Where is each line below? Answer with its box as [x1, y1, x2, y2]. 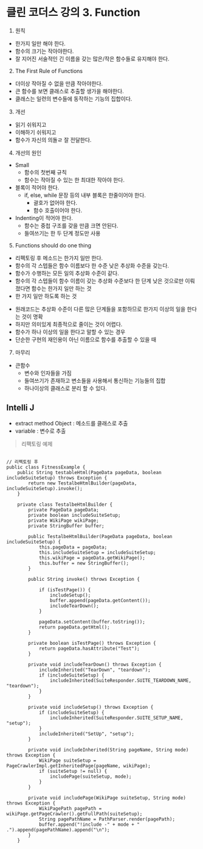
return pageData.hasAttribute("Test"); [38, 645, 140, 652]
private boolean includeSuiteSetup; [28, 512, 121, 518]
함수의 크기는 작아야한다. [15, 47, 74, 55]
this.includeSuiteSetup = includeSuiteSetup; [38, 549, 156, 555]
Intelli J [6, 403, 35, 413]
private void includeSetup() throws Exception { [28, 704, 154, 710]
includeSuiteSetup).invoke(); [6, 485, 83, 491]
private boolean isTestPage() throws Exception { [28, 640, 156, 646]
